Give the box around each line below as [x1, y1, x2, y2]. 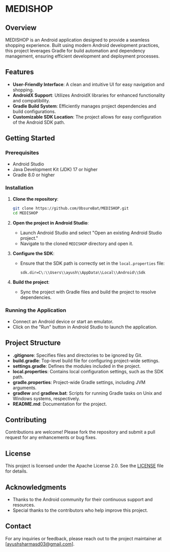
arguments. [12, 384, 37, 391]
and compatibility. [12, 97, 50, 103]
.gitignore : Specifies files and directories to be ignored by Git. [12, 352, 143, 358]
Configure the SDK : [12, 250, 55, 256]
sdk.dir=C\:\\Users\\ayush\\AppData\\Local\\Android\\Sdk [20, 270, 146, 275]
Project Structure [5, 339, 61, 347]
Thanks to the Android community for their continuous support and [12, 496, 153, 503]
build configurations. [12, 108, 56, 115]
